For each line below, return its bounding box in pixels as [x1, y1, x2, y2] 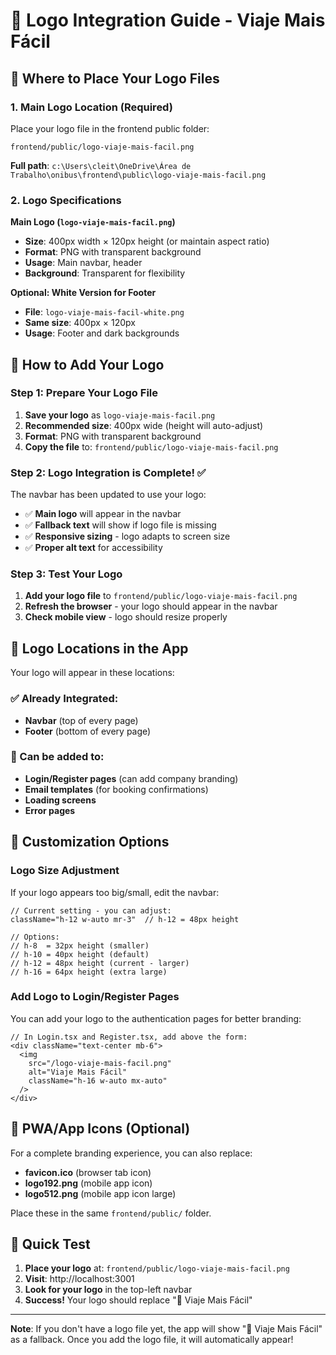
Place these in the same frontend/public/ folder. [10, 1207, 212, 1219]
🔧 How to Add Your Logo [10, 356, 165, 373]
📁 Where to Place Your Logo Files [10, 70, 220, 87]
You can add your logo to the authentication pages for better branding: [10, 1012, 302, 1024]
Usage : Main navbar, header [24, 257, 143, 269]
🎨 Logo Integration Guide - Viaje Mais [10, 9, 326, 32]
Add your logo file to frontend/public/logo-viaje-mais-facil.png [24, 590, 298, 602]
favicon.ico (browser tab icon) [24, 1166, 152, 1178]
